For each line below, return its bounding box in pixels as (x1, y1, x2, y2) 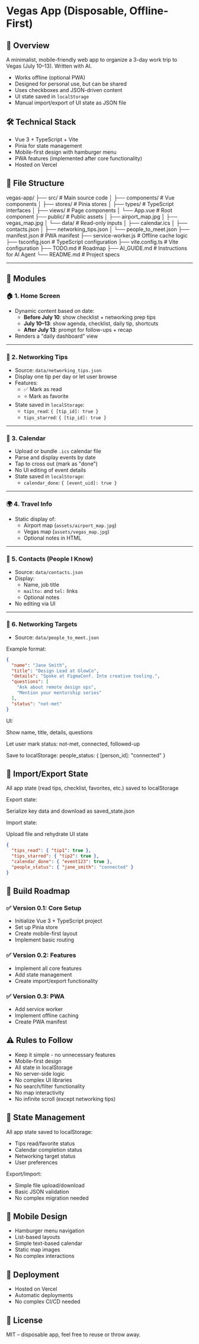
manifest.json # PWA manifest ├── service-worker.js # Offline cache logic (6, 232, 188, 239)
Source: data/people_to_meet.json (14, 633, 99, 641)
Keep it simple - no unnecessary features (14, 1051, 115, 1058)
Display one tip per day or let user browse (14, 373, 117, 380)
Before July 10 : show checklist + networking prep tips (23, 313, 156, 321)
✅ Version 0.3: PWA (6, 992, 65, 1000)
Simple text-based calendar (14, 1240, 83, 1247)
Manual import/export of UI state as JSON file (14, 99, 126, 106)
